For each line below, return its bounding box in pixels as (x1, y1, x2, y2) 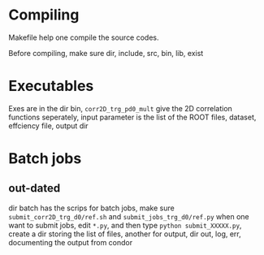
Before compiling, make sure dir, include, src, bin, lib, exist (8, 48, 204, 58)
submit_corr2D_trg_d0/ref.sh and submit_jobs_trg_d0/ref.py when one (8, 211, 249, 221)
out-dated (8, 181, 61, 196)
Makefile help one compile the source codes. (8, 32, 160, 42)
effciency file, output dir (8, 120, 89, 131)
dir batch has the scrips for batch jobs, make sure (8, 203, 175, 213)
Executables (8, 77, 94, 95)
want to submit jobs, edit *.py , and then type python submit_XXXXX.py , (8, 220, 242, 230)
